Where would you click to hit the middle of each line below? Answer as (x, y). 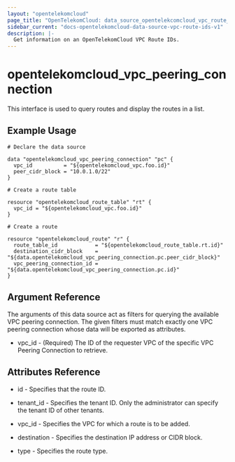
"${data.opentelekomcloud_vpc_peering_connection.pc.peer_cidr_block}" (114, 257)
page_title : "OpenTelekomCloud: (54, 20)
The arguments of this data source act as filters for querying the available (113, 314)
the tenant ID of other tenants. (61, 410)
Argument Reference (54, 298)
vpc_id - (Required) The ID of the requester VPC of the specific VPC (115, 342)
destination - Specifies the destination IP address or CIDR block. (110, 437)
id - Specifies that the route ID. (62, 389)
